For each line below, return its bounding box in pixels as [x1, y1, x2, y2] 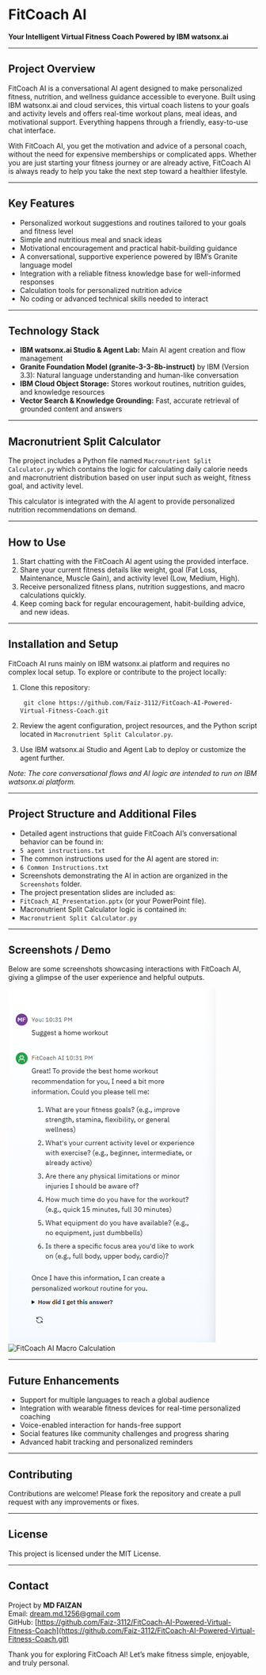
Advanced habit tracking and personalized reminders [19, 1438, 193, 1447]
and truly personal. [8, 1658, 70, 1667]
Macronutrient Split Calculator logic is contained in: [19, 904, 188, 914]
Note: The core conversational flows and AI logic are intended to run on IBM [8, 768, 257, 778]
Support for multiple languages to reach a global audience [19, 1395, 210, 1405]
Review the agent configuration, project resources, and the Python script [19, 720, 257, 730]
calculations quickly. [19, 590, 87, 600]
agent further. [19, 753, 65, 762]
